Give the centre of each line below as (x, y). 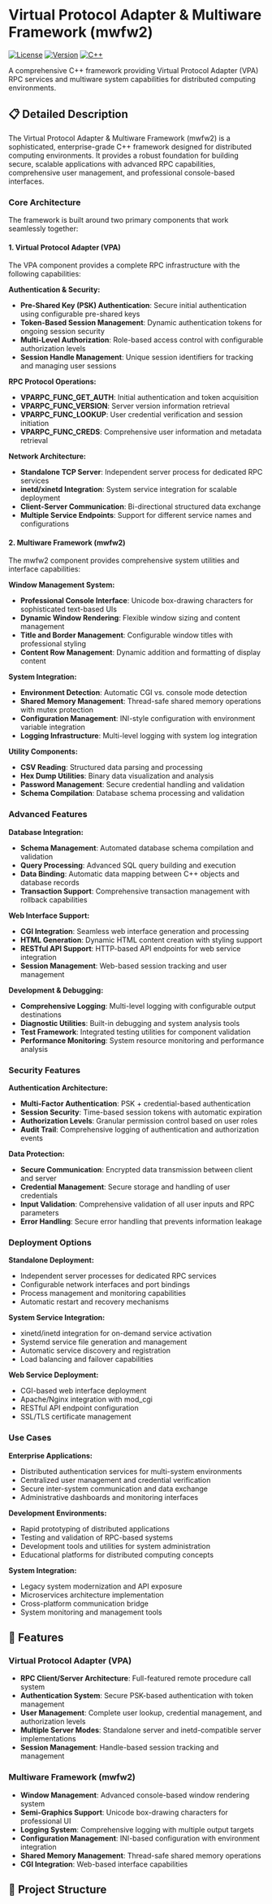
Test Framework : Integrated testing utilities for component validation (135, 1032)
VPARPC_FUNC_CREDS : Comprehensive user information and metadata (141, 432)
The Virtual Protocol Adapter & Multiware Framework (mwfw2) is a (120, 138)
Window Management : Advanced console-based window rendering (135, 1795)
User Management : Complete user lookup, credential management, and (141, 1713)
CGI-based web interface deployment (83, 1391)
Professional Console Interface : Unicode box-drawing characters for (136, 601)
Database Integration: (46, 832)
